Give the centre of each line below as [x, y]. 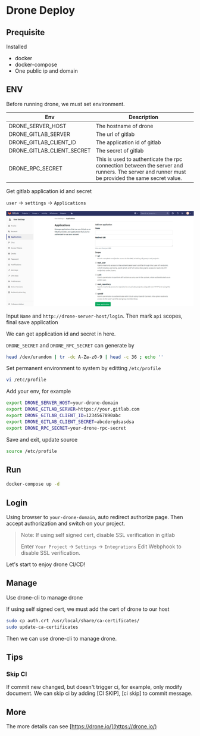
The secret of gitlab [120, 151]
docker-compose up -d [33, 484]
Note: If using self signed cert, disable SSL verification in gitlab [98, 535]
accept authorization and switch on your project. [66, 523]
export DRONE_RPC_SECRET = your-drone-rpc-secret [66, 428]
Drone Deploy [41, 10]
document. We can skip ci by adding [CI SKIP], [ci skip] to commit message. [99, 693]
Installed [17, 46]
